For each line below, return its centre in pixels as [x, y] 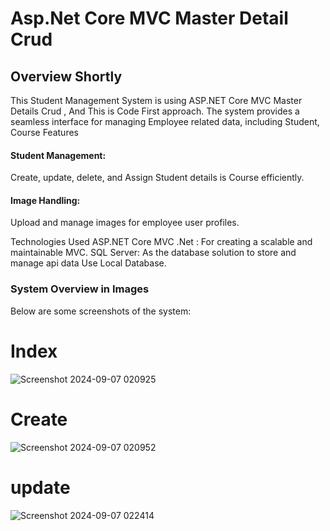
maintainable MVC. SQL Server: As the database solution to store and [153, 253]
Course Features [44, 132]
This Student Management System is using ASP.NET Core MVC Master [156, 100]
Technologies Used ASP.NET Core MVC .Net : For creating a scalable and [161, 242]
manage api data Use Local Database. [88, 263]
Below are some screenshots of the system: [101, 311]
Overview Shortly [66, 76]
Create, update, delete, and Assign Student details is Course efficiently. [157, 178]
